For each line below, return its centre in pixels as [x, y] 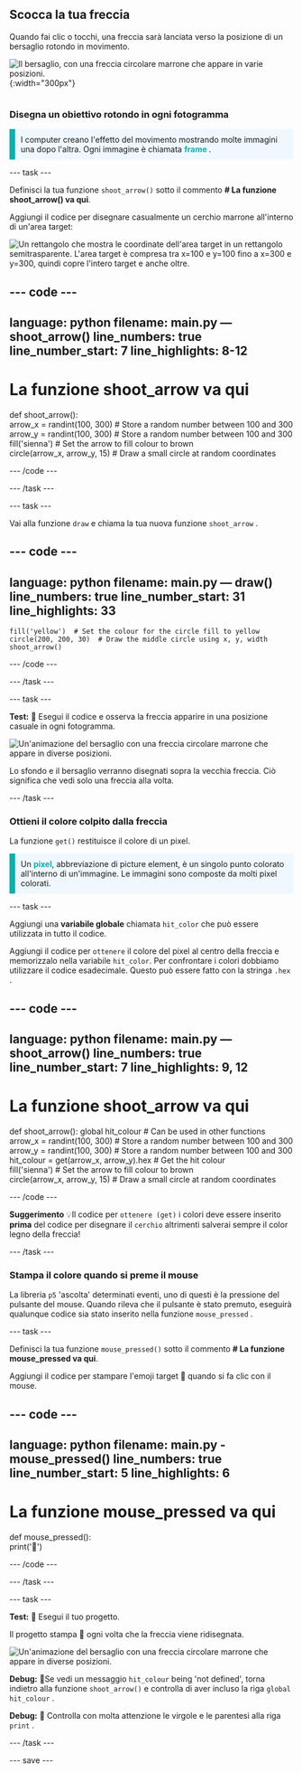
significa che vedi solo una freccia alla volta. [92, 780]
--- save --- [32, 1760]
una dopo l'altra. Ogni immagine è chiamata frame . [116, 149]
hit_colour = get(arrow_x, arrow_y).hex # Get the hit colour [117, 1160]
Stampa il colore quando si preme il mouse [104, 1275]
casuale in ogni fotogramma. [62, 726]
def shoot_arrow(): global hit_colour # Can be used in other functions [137, 1132]
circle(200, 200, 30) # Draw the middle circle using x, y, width [139, 640]
